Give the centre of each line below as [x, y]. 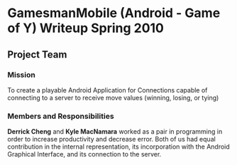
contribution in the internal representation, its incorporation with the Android [119, 147]
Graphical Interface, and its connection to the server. [84, 154]
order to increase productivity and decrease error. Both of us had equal [112, 139]
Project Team [37, 54]
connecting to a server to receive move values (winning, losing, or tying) [113, 97]
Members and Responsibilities [61, 116]
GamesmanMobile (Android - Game [114, 13]
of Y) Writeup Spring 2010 [86, 28]
